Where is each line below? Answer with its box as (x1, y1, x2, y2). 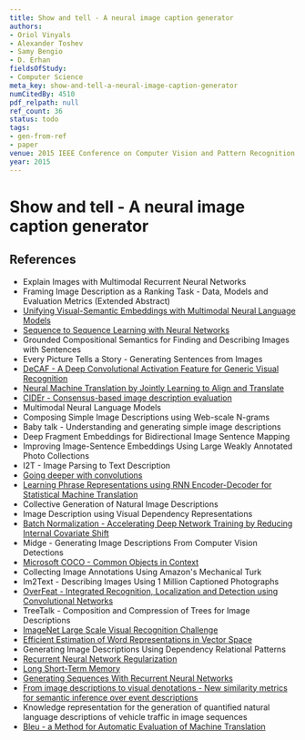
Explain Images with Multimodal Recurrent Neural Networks (22, 276, 247, 287)
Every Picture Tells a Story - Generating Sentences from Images (22, 353, 263, 364)
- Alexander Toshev (9, 38, 84, 48)
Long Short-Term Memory (22, 663, 121, 674)
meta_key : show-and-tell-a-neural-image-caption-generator (9, 81, 239, 90)
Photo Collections (22, 450, 89, 461)
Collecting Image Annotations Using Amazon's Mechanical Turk (22, 566, 262, 577)
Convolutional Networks (22, 595, 114, 606)
